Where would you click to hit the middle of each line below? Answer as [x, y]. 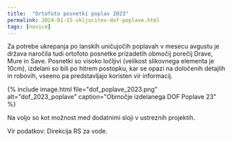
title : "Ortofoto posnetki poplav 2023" [68, 14]
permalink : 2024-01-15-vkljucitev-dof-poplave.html [83, 20]
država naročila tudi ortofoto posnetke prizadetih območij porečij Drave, [110, 54]
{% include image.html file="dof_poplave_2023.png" [82, 89]
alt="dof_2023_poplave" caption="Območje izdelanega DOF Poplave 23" [112, 97]
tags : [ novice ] [29, 26]
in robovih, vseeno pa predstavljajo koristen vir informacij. [90, 76]
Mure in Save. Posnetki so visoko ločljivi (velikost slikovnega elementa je [111, 61]
